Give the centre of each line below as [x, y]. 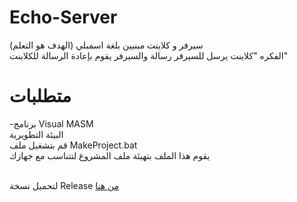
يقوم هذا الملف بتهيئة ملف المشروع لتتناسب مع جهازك [110, 155]
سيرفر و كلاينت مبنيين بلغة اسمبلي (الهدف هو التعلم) [106, 45]
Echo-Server [63, 17]
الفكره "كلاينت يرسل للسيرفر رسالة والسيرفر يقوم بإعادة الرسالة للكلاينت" [149, 55]
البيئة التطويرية [36, 134]
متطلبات [40, 96]
